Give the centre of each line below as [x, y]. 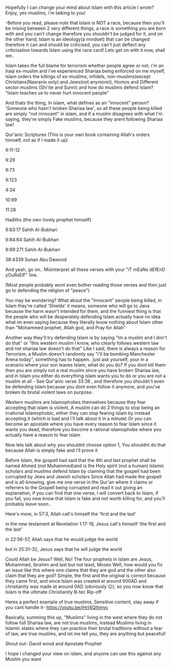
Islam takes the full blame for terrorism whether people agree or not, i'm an [85, 66]
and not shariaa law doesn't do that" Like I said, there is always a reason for [85, 348]
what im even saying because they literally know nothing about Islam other [84, 322]
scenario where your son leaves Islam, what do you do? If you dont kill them [85, 365]
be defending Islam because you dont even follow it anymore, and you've [83, 387]
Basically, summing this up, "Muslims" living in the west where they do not [84, 617]
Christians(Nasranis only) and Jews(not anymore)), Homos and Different [82, 82]
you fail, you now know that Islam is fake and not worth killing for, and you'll [85, 498]
